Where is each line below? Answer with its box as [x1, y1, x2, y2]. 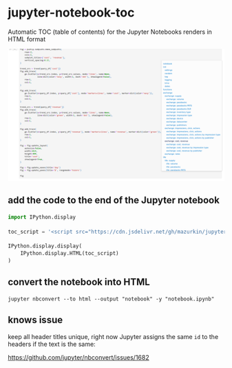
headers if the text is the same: [8, 340, 96, 348]
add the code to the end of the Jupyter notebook [8, 194, 220, 206]
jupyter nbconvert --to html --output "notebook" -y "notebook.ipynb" [8, 295, 215, 303]
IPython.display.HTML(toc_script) [20, 250, 119, 257]
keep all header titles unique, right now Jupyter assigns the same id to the [8, 332, 219, 340]
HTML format [8, 34, 46, 43]
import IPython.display [8, 214, 76, 221]
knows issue [8, 314, 63, 326]
